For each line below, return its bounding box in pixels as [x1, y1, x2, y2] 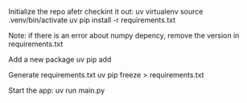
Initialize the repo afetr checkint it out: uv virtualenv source [8, 7, 204, 16]
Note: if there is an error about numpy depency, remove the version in [8, 31, 240, 40]
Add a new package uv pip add [8, 55, 112, 64]
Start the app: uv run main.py [8, 85, 105, 95]
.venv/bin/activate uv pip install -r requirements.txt [8, 15, 176, 25]
